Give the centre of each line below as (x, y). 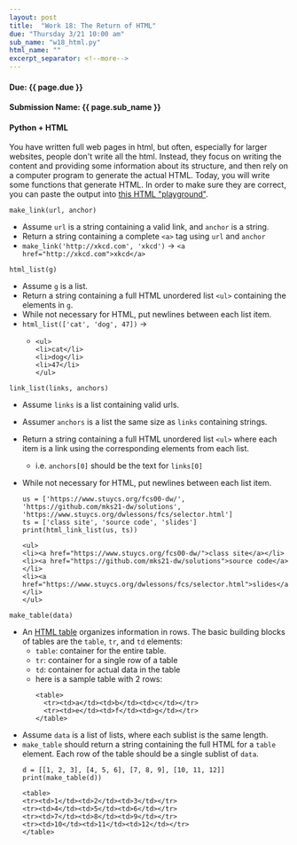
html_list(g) (33, 270)
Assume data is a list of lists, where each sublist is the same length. (145, 735)
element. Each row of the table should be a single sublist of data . (140, 754)
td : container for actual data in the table (108, 669)
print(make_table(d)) (62, 778)
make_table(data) (41, 616)
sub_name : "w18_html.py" (55, 42)
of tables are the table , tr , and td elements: (102, 642)
